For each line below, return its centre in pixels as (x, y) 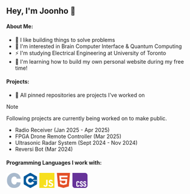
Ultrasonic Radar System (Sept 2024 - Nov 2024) (76, 142)
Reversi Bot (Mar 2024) (44, 149)
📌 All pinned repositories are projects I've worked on (80, 95)
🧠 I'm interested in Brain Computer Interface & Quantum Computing (98, 46)
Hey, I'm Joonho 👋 (41, 11)
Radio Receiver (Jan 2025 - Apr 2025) (62, 130)
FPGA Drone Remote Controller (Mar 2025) (68, 136)
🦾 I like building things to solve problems (65, 40)
